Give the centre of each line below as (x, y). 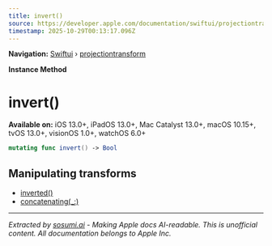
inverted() (36, 193)
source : (21, 23)
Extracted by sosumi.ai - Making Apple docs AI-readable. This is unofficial (133, 225)
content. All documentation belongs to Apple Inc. (90, 233)
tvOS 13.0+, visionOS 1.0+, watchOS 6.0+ (77, 134)
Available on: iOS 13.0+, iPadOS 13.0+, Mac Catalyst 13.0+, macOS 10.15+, (132, 125)
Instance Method (38, 70)
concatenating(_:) (49, 201)
